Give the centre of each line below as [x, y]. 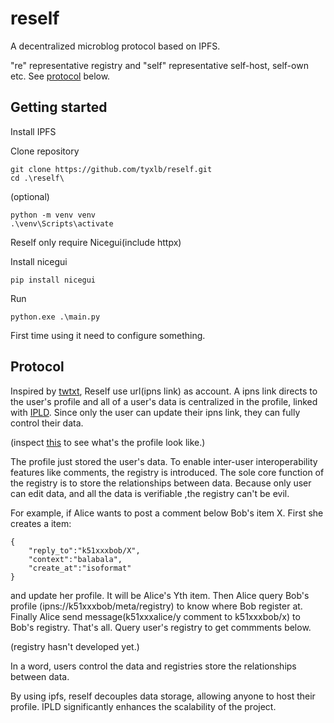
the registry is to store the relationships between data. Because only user [161, 483]
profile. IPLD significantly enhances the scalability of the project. [143, 706]
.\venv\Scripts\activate [62, 223]
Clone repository [45, 151]
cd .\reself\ [37, 178]
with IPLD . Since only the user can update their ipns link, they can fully [155, 412]
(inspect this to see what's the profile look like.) [108, 442]
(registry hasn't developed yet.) [75, 646]
